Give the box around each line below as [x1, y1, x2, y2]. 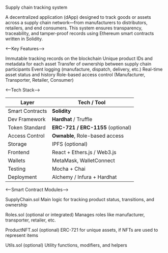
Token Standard [8, 124, 46, 131]
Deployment [8, 174, 37, 180]
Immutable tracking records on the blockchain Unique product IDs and [5, 55, 153, 61]
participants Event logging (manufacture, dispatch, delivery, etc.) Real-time [5, 66, 163, 72]
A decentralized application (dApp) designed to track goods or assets [5, 14, 151, 20]
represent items [5, 232, 38, 238]
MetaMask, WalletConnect [51, 157, 116, 164]
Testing [8, 165, 26, 172]
